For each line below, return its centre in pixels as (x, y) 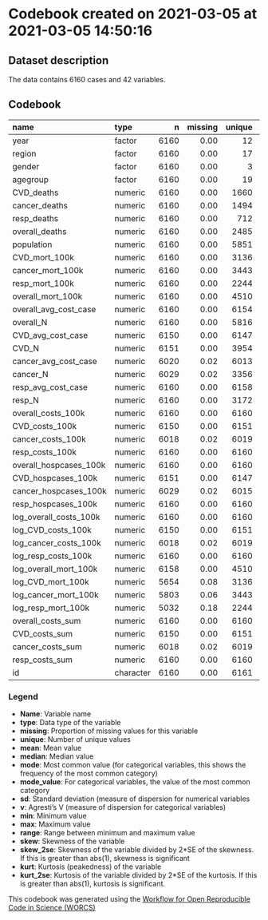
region (24, 153)
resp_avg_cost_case (50, 387)
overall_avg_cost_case (54, 309)
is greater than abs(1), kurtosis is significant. (93, 884)
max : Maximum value (55, 824)
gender (26, 166)
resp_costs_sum (43, 660)
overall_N (30, 322)
